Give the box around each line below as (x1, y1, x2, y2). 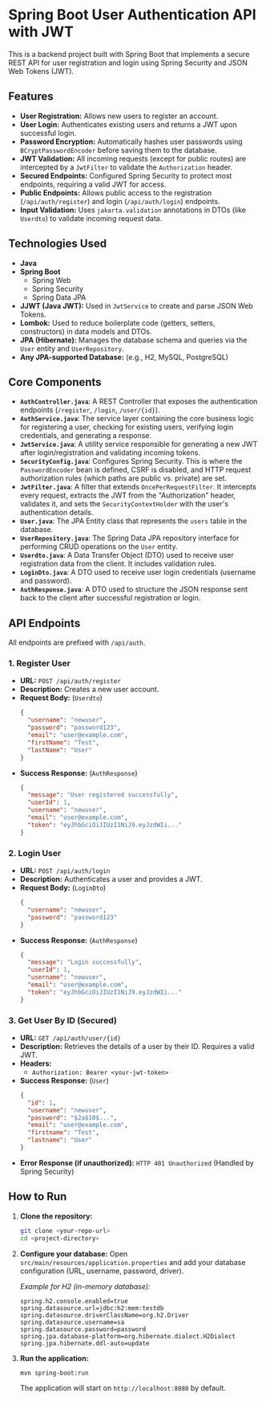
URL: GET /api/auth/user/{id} (19, 1033, 122, 1043)
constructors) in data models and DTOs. (19, 326, 152, 336)
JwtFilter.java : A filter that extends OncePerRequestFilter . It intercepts (19, 482, 256, 492)
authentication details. (19, 508, 94, 518)
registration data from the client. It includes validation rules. (19, 559, 216, 568)
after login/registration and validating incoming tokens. (19, 448, 200, 457)
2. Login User (8, 847, 62, 858)
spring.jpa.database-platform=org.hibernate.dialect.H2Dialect (19, 1332, 236, 1340)
